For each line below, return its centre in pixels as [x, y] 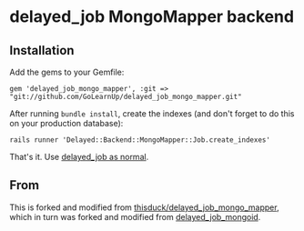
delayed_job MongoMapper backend [152, 17]
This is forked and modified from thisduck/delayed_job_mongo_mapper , [144, 207]
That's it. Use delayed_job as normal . [79, 157]
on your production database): [66, 123]
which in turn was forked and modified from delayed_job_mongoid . [135, 216]
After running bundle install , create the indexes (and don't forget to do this [152, 114]
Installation [42, 50]
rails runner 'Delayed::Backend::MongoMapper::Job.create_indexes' [140, 140]
